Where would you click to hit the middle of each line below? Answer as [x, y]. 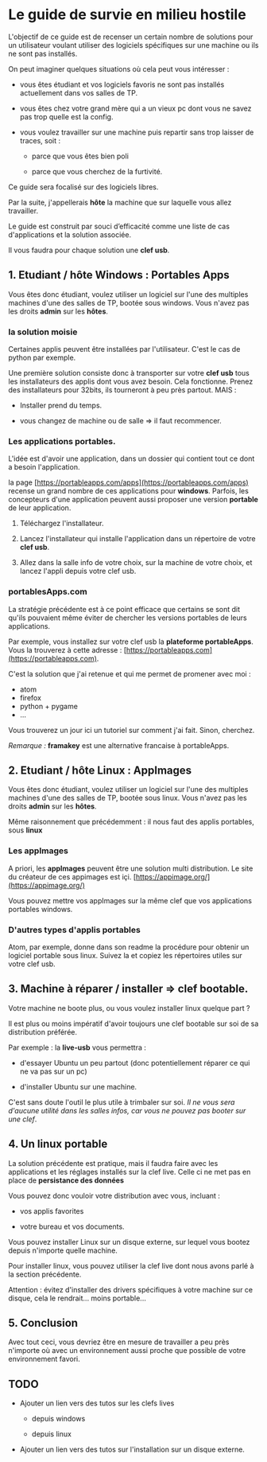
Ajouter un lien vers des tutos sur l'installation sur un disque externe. [132, 1449]
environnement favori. [44, 1359]
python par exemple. [42, 358]
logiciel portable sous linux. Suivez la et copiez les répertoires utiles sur [125, 956]
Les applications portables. [62, 441]
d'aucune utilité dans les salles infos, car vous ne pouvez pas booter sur [127, 1110]
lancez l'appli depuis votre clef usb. [78, 571]
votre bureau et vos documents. [72, 1226]
